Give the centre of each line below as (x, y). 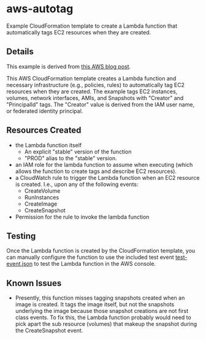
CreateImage (41, 204)
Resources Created (44, 130)
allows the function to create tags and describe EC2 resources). (96, 171)
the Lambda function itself (48, 145)
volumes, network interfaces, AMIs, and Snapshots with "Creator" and (95, 98)
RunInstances (42, 197)
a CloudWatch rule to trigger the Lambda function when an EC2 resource (107, 177)
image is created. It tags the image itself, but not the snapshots (95, 304)
